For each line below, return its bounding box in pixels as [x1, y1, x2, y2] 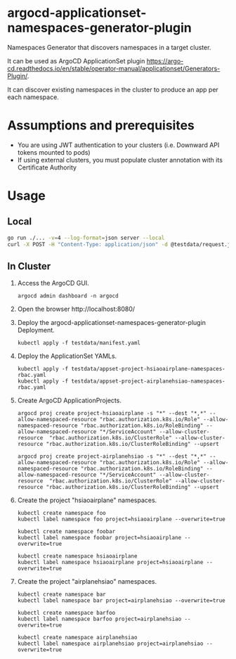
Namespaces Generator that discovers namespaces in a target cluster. [7, 43, 211, 51]
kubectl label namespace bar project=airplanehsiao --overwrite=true [17, 597, 226, 604]
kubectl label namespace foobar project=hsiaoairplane [17, 535, 182, 542]
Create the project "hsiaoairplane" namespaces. [17, 496, 157, 504]
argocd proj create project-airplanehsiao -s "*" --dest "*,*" [17, 453, 207, 460]
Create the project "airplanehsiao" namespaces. [17, 577, 157, 586]
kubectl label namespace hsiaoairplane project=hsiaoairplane [17, 559, 204, 566]
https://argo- [146, 56, 184, 65]
